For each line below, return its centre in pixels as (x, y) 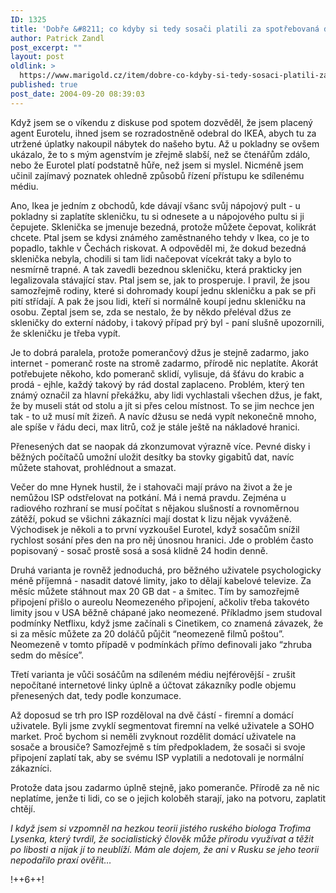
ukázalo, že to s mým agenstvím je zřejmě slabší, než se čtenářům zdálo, (160, 154)
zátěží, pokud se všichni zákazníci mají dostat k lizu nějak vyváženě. (151, 518)
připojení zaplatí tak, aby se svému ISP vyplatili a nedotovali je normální (157, 757)
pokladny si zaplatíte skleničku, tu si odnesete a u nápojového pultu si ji (157, 216)
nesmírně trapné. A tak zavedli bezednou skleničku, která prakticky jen (156, 269)
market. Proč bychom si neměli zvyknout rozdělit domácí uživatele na (153, 736)
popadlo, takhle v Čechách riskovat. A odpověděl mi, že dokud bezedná (158, 248)
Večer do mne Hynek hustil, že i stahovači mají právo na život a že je (151, 487)
